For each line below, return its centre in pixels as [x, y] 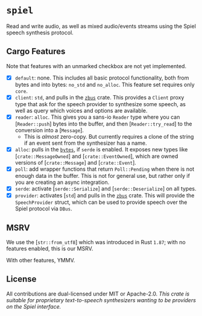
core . [21, 91]
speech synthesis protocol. [40, 33]
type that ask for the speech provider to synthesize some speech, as [100, 104]
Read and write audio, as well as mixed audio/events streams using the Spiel [101, 26]
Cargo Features [36, 52]
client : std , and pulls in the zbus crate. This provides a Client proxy [99, 97]
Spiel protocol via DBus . [43, 209]
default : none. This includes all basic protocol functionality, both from [102, 78]
